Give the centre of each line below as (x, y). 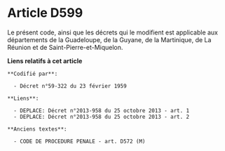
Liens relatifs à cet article (45, 60)
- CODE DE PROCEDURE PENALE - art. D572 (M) (80, 141)
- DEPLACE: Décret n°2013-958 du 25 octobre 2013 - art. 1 (102, 110)
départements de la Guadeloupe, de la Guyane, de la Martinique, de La (109, 39)
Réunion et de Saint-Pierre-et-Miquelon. (65, 47)
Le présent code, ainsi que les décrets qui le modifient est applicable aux (113, 32)
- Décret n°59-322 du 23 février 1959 (70, 86)
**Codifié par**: (33, 74)
